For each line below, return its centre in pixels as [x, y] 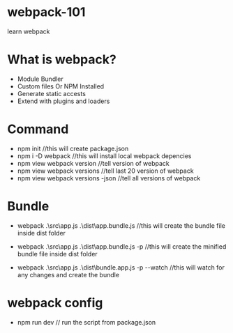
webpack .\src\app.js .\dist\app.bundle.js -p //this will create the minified [122, 246]
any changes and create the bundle [68, 274]
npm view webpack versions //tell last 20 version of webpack [105, 171]
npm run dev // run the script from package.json [87, 322]
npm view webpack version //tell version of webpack [93, 163]
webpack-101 [46, 12]
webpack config [55, 303]
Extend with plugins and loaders [63, 101]
